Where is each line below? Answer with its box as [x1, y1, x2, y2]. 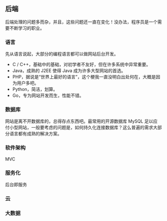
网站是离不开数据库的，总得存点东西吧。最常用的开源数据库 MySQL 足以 [5, 118, 154, 124]
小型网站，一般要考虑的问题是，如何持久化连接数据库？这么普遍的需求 [9, 125, 153, 131]
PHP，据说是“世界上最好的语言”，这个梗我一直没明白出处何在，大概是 [12, 74, 156, 80]
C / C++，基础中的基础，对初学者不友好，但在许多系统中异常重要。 [12, 62, 151, 68]
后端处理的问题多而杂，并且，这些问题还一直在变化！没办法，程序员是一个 [5, 19, 158, 25]
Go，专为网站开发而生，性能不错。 [12, 92, 84, 98]
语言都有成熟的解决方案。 [9, 131, 62, 137]
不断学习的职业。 [9, 25, 45, 31]
